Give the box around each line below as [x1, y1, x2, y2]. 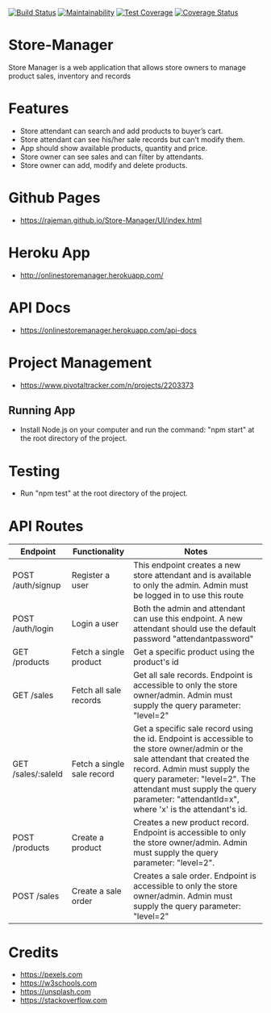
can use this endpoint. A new [132, 613, 244, 625]
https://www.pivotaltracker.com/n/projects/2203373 [19, 380, 194, 390]
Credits [8, 943, 59, 961]
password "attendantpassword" [132, 634, 254, 645]
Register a [71, 570, 110, 581]
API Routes [8, 517, 84, 535]
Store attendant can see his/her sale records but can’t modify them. [19, 134, 245, 144]
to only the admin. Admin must [132, 580, 248, 591]
